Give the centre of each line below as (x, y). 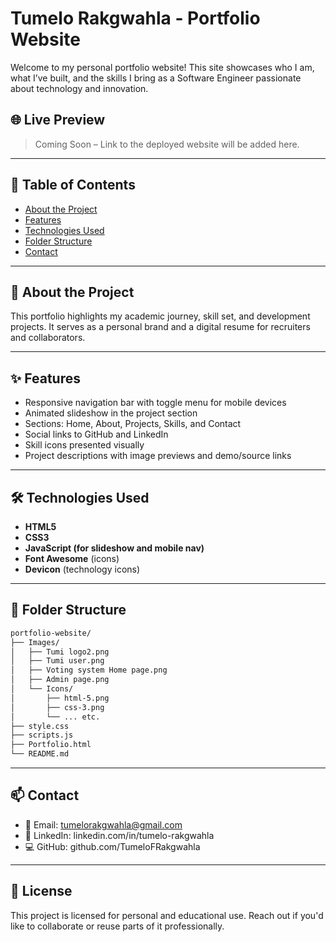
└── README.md (40, 754)
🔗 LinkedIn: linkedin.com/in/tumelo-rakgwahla (119, 835)
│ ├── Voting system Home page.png (89, 670)
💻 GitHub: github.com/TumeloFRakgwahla (112, 846)
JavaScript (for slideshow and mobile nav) (114, 548)
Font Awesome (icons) (72, 558)
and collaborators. (48, 338)
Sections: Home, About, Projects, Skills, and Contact (133, 424)
